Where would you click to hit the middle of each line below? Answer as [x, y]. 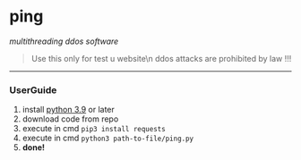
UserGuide [33, 89]
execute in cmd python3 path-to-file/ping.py [108, 138]
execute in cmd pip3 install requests [94, 129]
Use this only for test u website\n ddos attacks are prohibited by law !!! [161, 58]
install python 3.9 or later [68, 110]
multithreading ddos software [64, 41]
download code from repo [70, 119]
